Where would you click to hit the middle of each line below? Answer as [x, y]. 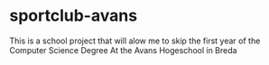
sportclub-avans [74, 16]
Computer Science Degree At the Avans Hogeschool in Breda [123, 50]
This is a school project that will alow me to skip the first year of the [135, 41]
